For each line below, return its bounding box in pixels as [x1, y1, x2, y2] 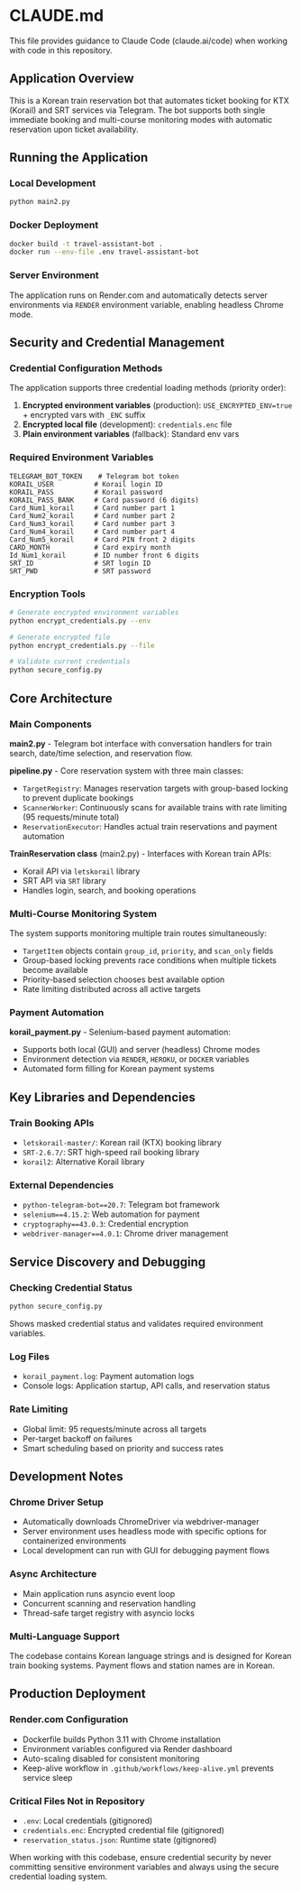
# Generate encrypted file [9, 633, 111, 642]
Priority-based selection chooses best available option [22, 974, 225, 985]
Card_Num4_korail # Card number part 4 [9, 527, 176, 536]
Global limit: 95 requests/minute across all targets [22, 1423, 207, 1434]
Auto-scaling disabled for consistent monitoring [22, 1753, 200, 1764]
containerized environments [22, 1535, 127, 1546]
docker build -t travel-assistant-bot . [9, 239, 164, 248]
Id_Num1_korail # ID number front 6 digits [9, 551, 200, 560]
